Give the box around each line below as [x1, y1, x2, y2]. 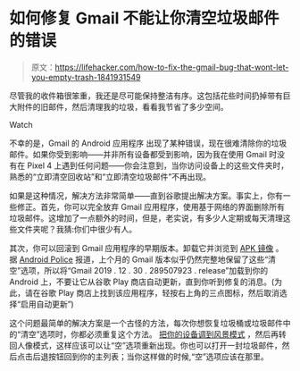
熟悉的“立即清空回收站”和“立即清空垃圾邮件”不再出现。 [9, 171, 212, 181]
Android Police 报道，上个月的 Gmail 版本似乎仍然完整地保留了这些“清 [19, 254, 277, 265]
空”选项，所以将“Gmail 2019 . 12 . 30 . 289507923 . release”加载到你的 [9, 265, 269, 275]
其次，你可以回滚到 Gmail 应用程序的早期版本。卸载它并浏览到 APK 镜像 [9, 242, 274, 253]
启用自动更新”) [21, 299, 74, 309]
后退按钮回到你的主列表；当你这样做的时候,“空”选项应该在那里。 [32, 350, 270, 362]
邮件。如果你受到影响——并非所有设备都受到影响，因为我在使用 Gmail [9, 148, 268, 159]
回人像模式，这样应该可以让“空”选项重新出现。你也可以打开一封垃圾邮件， [9, 340, 283, 350]
